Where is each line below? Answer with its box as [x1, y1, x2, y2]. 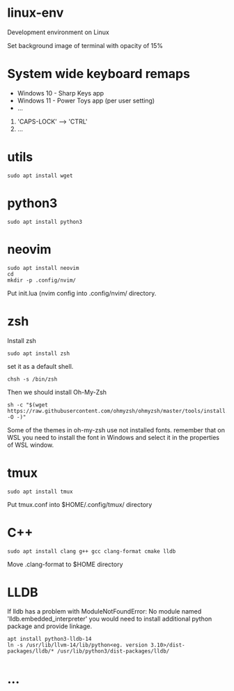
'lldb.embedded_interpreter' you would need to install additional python [7, 615, 212, 623]
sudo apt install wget [7, 172, 73, 179]
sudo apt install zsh [7, 350, 70, 357]
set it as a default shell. [7, 362, 74, 370]
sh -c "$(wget [7, 401, 49, 409]
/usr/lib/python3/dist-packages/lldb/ [56, 648, 170, 655]
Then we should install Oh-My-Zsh [7, 388, 107, 396]
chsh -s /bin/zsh [7, 375, 58, 383]
